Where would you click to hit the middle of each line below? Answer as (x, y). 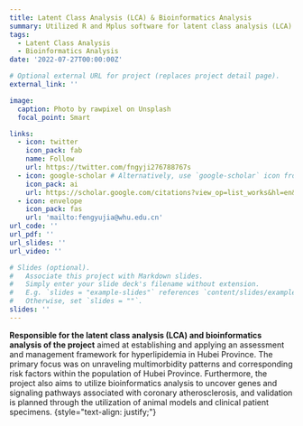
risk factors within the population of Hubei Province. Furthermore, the (138, 373)
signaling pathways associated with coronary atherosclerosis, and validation (151, 393)
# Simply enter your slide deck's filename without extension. (134, 284)
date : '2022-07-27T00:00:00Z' (66, 60)
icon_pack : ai (52, 184)
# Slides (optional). (50, 267)
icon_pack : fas (54, 209)
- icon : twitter (48, 142)
